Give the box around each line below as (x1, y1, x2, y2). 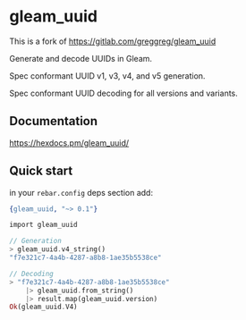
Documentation (9, 114, 98, 129)
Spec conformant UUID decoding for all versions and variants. (9, 88, 239, 98)
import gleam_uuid (9, 221, 78, 230)
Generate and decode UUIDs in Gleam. (9, 53, 153, 63)
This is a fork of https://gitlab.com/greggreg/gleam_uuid (9, 36, 216, 46)
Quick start (9, 164, 73, 179)
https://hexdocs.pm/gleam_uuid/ (9, 137, 130, 148)
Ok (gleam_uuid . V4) (9, 302, 78, 312)
